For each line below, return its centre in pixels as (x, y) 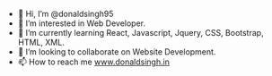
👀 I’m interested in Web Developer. (82, 23)
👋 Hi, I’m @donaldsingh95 (66, 14)
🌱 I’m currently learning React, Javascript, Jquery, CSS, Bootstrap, (140, 33)
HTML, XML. (41, 42)
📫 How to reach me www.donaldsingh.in (94, 62)
